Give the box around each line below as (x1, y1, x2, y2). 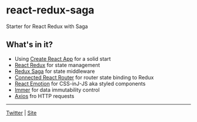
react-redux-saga (6, 4, 95, 17)
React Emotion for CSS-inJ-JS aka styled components (14, 80, 146, 87)
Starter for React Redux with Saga (6, 23, 88, 30)
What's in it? (6, 40, 53, 50)
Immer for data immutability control (14, 86, 100, 93)
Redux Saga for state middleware (14, 68, 95, 75)
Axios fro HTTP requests (14, 92, 74, 99)
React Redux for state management (14, 61, 100, 68)
